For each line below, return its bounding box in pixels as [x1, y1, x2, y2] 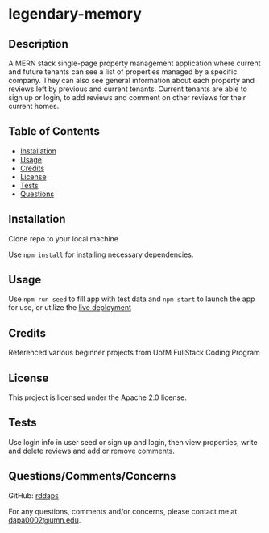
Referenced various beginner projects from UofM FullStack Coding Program [8, 348, 260, 358]
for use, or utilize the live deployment [8, 303, 131, 313]
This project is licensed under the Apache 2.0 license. [8, 392, 187, 402]
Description [8, 37, 68, 51]
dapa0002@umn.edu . [8, 514, 81, 525]
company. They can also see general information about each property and [8, 76, 255, 85]
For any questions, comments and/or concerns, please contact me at [8, 506, 238, 516]
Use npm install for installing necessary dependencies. [8, 250, 194, 259]
